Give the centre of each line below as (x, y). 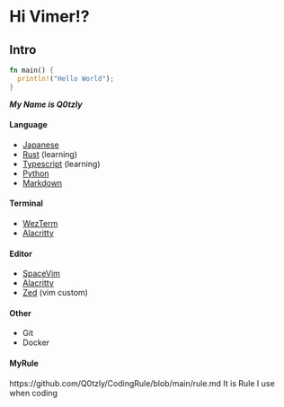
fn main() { (31, 70)
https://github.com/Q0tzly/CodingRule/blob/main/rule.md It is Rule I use (142, 383)
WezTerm (40, 224)
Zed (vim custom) (55, 293)
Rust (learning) (50, 154)
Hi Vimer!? (49, 17)
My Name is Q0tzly (46, 104)
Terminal (26, 203)
